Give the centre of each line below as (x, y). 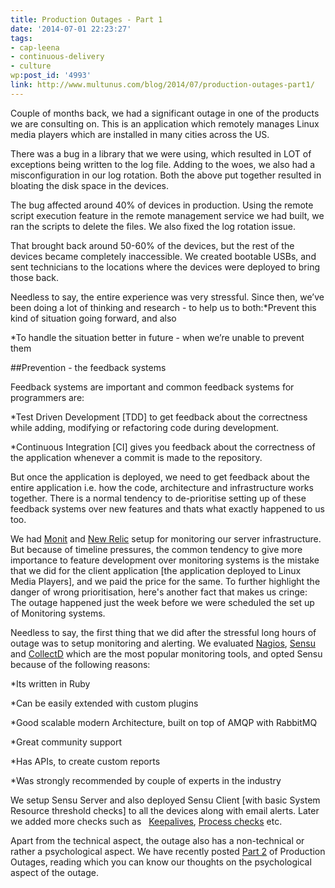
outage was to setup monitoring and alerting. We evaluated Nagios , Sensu (163, 643)
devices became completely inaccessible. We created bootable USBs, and (163, 256)
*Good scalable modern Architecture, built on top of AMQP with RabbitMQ (164, 722)
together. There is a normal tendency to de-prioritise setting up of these (158, 498)
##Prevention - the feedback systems (88, 367)
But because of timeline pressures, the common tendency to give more (156, 549)
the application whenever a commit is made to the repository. (136, 457)
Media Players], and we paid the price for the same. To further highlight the (165, 581)
